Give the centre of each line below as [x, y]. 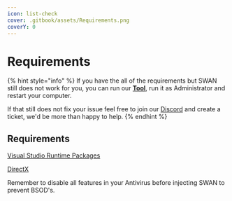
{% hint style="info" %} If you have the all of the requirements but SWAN [112, 81]
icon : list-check [32, 14]
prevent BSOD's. [31, 190]
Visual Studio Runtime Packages [54, 155]
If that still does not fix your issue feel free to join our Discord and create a [114, 109]
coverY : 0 [22, 27]
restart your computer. [39, 96]
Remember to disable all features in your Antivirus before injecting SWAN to [116, 183]
